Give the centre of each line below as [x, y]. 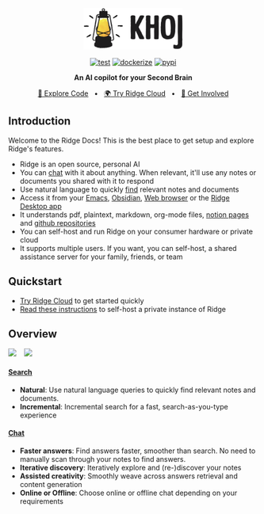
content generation [51, 484]
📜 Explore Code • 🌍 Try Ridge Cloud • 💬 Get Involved [133, 93]
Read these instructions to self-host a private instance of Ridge [122, 309]
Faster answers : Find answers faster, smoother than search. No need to [138, 451]
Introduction [40, 122]
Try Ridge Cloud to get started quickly [82, 300]
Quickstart [35, 282]
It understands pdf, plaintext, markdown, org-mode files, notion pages [134, 215]
